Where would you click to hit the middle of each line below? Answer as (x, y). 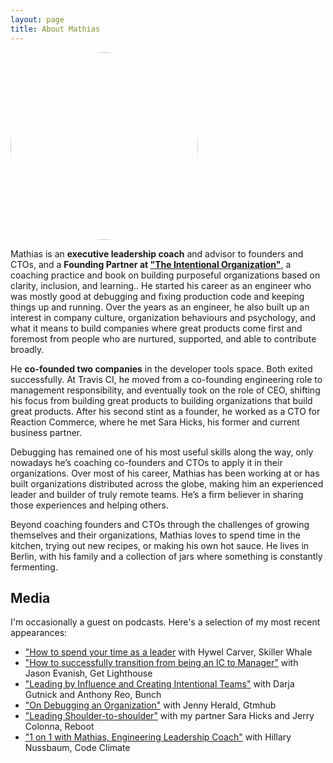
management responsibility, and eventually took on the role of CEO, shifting (165, 390)
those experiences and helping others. (90, 505)
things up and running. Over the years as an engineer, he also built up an (160, 307)
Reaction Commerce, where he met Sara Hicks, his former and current (155, 422)
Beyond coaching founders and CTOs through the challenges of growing (160, 524)
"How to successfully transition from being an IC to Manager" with (161, 663)
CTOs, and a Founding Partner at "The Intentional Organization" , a (151, 264)
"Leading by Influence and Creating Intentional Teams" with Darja (159, 684)
